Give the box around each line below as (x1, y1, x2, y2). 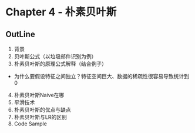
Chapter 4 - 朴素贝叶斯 (5, 5, 117, 19)
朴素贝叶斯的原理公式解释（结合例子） (14, 60, 107, 67)
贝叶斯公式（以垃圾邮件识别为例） (14, 53, 97, 59)
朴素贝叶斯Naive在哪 (14, 92, 65, 98)
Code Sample (14, 120, 48, 127)
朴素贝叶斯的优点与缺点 (14, 107, 71, 113)
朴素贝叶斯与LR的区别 (14, 114, 67, 121)
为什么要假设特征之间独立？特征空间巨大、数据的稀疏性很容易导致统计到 (14, 73, 189, 79)
